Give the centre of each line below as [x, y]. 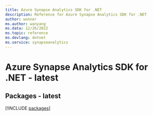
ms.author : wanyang [26, 24]
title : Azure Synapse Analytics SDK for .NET [53, 10]
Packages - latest [33, 96]
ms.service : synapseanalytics [37, 42]
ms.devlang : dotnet [26, 38]
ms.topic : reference [27, 33]
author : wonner [21, 19]
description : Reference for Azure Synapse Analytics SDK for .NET [76, 14]
